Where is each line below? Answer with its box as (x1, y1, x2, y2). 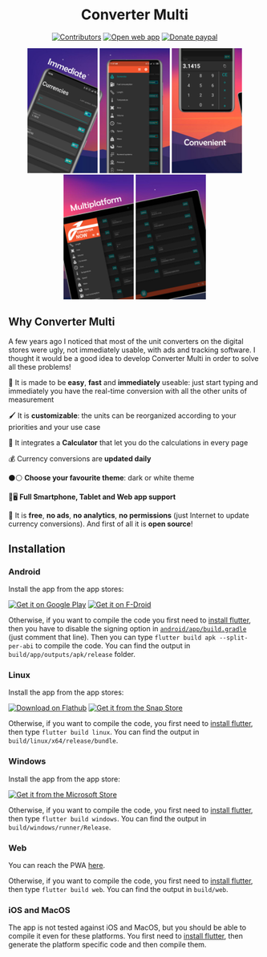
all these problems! (8, 362, 71, 371)
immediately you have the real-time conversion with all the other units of (8, 386, 247, 395)
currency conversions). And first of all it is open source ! (8, 519, 193, 529)
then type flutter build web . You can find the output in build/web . (8, 885, 229, 894)
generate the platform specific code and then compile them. (8, 940, 207, 950)
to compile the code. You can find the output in (35, 641, 191, 651)
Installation (8, 541, 66, 555)
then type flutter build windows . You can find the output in (8, 813, 207, 823)
